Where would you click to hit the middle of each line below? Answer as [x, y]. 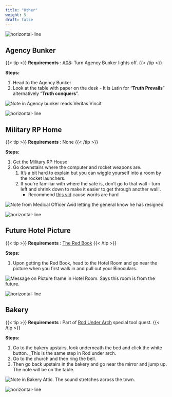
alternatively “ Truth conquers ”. [46, 93]
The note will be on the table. [43, 369]
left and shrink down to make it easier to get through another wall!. [91, 189]
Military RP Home [34, 130]
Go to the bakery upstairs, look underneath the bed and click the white [88, 348]
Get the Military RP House [40, 162]
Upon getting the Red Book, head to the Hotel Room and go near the [85, 263]
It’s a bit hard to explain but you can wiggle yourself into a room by [91, 173]
